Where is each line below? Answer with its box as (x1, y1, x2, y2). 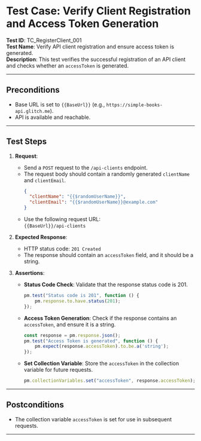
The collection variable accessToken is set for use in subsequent (14, 415, 172, 422)
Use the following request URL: (23, 216, 100, 223)
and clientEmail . (23, 176, 66, 183)
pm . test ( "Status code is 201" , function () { (23, 293, 139, 299)
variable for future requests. (23, 366, 93, 373)
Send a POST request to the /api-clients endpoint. (23, 164, 148, 171)
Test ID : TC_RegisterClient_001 (6, 36, 82, 44)
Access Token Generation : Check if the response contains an (23, 314, 177, 321)
